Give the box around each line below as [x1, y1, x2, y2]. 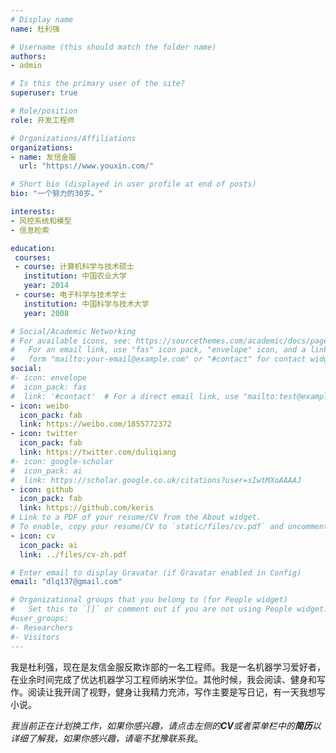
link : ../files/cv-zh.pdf [19, 549, 128, 560]
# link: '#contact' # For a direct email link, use [10, 391, 240, 401]
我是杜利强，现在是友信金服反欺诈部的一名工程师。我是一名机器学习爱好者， [10, 661, 326, 673]
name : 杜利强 [10, 24, 60, 34]
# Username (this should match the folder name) [10, 42, 217, 52]
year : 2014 [23, 281, 70, 291]
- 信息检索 [10, 225, 50, 235]
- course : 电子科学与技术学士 [14, 290, 127, 300]
